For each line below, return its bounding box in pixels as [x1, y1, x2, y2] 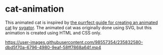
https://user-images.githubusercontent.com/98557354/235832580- [5, 39, 143, 45]
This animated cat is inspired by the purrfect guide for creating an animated [5, 19, 158, 25]
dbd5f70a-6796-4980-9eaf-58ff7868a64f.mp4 [5, 44, 102, 50]
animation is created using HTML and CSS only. [5, 30, 102, 36]
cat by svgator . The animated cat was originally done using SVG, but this [5, 24, 152, 30]
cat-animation [5, 3, 64, 15]
